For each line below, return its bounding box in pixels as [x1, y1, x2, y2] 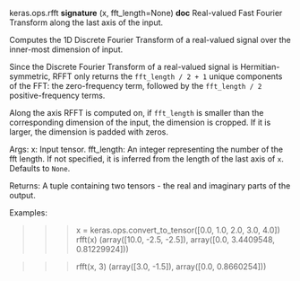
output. [9, 190, 36, 200]
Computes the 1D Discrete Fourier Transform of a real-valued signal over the [9, 35, 291, 45]
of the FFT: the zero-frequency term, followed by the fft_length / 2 [9, 81, 262, 91]
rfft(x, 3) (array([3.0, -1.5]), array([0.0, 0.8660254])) [75, 261, 267, 272]
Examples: [9, 207, 47, 218]
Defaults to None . [9, 163, 71, 173]
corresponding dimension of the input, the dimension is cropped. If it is [9, 117, 271, 127]
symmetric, [9, 71, 51, 82]
